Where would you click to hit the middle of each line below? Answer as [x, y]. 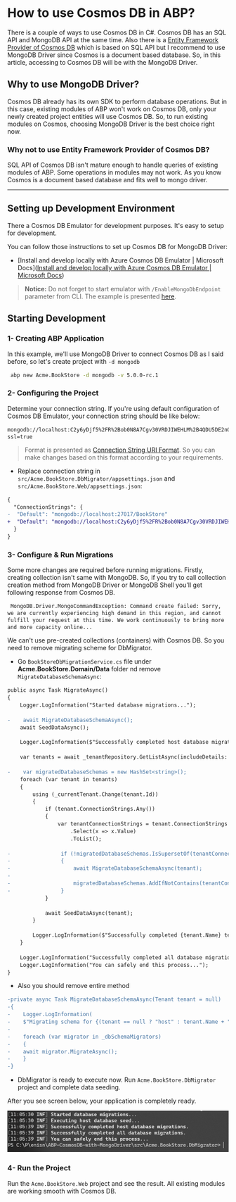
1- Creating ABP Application [56, 339]
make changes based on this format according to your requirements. [124, 457]
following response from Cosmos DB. [61, 593]
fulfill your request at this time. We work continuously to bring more [116, 621]
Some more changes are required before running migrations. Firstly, [105, 570]
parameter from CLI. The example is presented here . [100, 296]
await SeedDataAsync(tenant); [89, 913]
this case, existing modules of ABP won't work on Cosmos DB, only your [112, 109]
